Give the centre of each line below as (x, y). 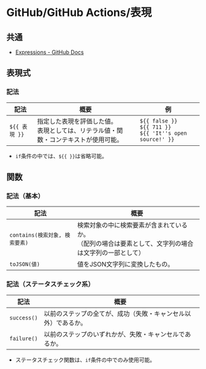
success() (24, 318)
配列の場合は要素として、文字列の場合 (138, 244)
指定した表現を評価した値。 (77, 121)
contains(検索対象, (36, 235)
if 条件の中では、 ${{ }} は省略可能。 (61, 156)
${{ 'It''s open (163, 133)
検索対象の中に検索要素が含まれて (126, 226)
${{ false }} (159, 121)
